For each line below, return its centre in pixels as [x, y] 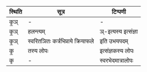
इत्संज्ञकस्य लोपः [117, 51]
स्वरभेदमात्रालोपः [116, 60]
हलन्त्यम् [36, 31]
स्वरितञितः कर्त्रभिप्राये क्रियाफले [61, 41]
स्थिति [16, 12]
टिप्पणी [119, 12]
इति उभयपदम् [114, 41]
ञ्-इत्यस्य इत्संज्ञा [119, 31]
